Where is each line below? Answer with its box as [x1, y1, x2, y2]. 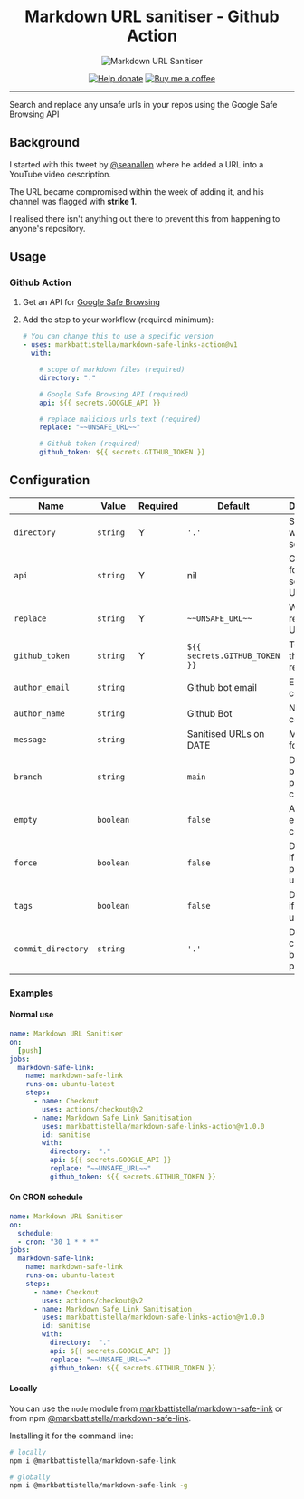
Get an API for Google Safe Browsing [22, 297, 161, 308]
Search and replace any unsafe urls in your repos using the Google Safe [9, 99, 278, 110]
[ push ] [17, 1045, 43, 1055]
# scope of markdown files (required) [39, 365, 185, 375]
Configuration [9, 473, 90, 488]
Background [9, 135, 80, 150]
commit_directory [14, 943, 89, 954]
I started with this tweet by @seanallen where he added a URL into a [9, 158, 264, 169]
